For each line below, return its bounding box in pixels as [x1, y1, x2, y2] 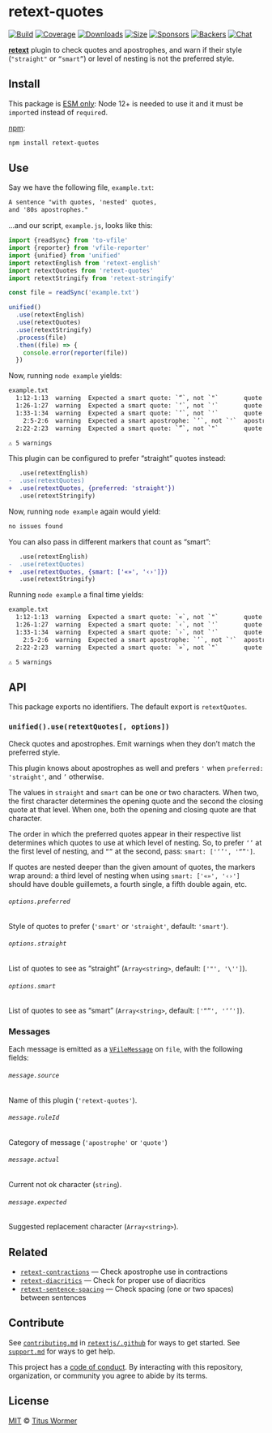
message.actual [8, 1155, 60, 1164]
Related [8, 1245, 49, 1259]
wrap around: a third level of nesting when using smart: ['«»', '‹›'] [8, 871, 240, 880]
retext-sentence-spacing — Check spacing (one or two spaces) [19, 1285, 235, 1294]
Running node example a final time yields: [8, 590, 144, 600]
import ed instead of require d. [8, 107, 108, 117]
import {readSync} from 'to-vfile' [8, 236, 129, 245]
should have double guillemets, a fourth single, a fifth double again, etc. [8, 879, 248, 889]
